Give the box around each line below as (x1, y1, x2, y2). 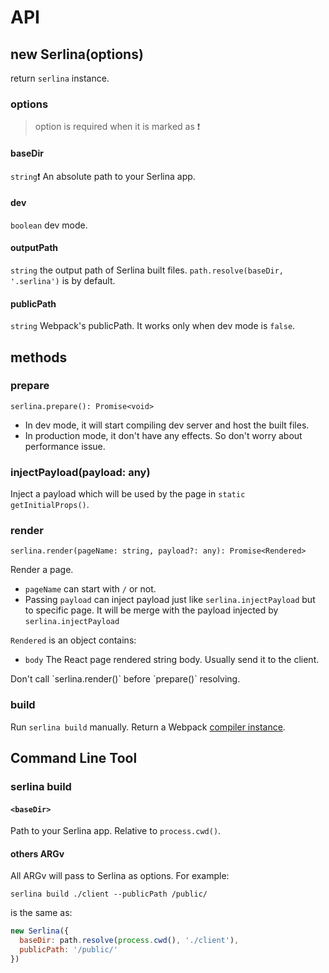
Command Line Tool (10, 750, 138, 767)
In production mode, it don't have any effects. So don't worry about (24, 429, 303, 441)
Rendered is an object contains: (10, 634, 137, 646)
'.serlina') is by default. (10, 274, 116, 286)
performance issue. (24, 440, 106, 452)
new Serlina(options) (10, 46, 144, 63)
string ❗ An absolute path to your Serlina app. (10, 170, 196, 182)
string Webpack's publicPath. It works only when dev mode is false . (10, 320, 296, 332)
